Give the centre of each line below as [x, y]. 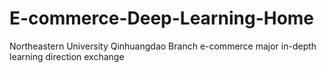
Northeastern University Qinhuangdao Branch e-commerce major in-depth [163, 46]
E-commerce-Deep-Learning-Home [162, 18]
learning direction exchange [67, 56]
